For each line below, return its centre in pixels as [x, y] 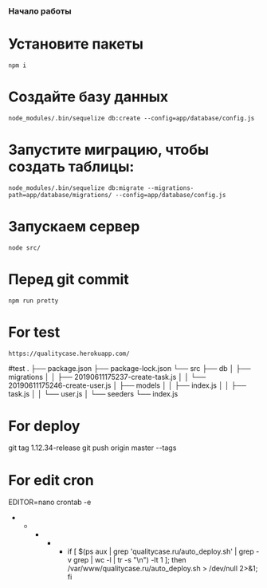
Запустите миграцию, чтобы [109, 150]
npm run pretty [33, 301]
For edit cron [51, 480]
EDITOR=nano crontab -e [50, 502]
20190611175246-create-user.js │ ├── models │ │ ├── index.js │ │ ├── [128, 385]
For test [34, 332]
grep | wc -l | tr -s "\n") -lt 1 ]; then [130, 560]
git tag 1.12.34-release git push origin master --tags [92, 448]
